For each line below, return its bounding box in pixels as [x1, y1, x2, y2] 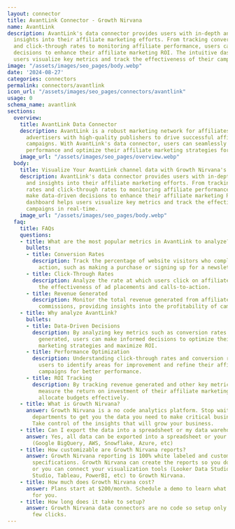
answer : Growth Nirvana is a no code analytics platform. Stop [25, 407, 215, 414]
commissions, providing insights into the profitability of [38, 303, 218, 310]
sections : [7, 108, 36, 115]
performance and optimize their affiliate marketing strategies [25, 147, 218, 154]
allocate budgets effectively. [38, 394, 130, 401]
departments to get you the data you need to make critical [32, 414, 211, 421]
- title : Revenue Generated [25, 290, 108, 297]
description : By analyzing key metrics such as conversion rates [32, 329, 227, 336]
